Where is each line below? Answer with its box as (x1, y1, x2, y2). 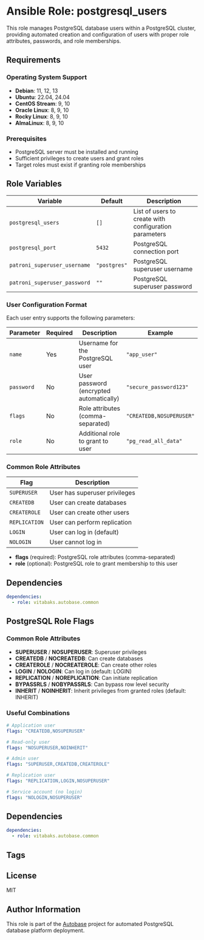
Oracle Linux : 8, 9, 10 (15, 106, 69, 114)
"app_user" (126, 351, 158, 358)
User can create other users (49, 509, 129, 517)
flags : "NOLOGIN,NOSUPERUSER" (6, 794, 83, 800)
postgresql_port (9, 244, 56, 251)
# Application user (6, 722, 56, 729)
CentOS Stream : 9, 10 (15, 100, 70, 107)
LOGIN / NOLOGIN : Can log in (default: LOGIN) (15, 667, 132, 675)
